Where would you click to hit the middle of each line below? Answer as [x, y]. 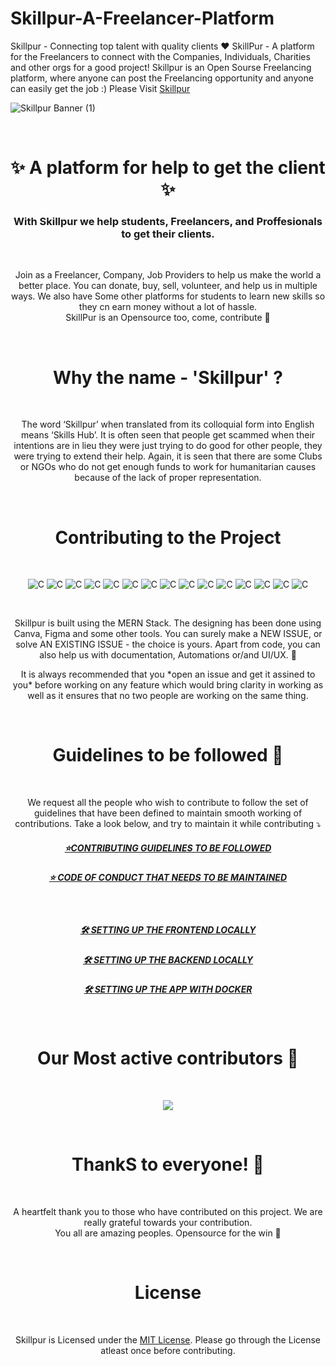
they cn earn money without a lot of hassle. [168, 307]
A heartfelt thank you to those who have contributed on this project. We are [168, 1212]
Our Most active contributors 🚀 [168, 1058]
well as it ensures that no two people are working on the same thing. [168, 696]
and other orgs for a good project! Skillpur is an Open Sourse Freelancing [161, 67]
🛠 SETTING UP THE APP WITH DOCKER [168, 989]
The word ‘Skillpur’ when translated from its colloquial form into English [168, 424]
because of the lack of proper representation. [168, 478]
